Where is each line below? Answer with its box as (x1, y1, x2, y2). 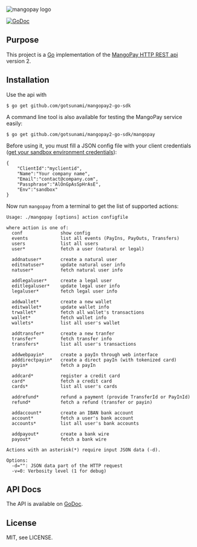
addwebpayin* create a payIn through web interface (11, 351, 158, 358)
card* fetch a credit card (11, 378, 112, 384)
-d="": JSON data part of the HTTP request (11, 462, 123, 468)
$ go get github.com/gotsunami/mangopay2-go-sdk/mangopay (6, 131, 155, 137)
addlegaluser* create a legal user (11, 277, 112, 283)
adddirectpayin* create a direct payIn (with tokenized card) (11, 357, 177, 363)
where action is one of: (6, 224, 69, 231)
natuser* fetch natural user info (11, 267, 123, 273)
